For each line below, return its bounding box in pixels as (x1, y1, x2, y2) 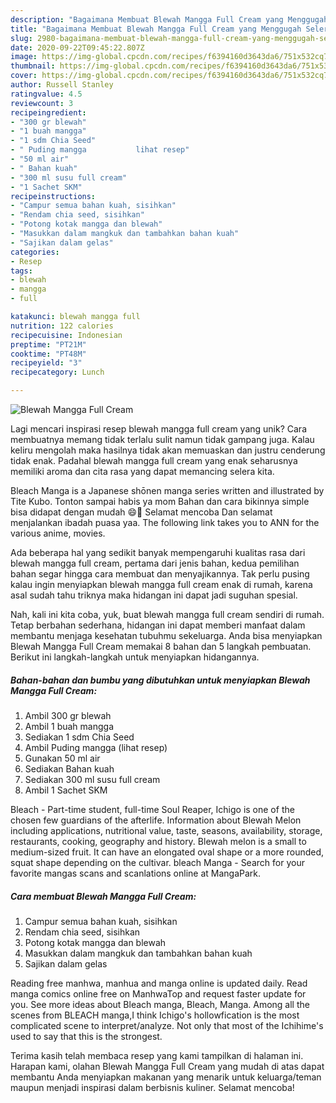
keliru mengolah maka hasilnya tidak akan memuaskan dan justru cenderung (10, 444, 326, 456)
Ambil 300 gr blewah (24, 709, 112, 721)
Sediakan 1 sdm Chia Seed (24, 731, 135, 743)
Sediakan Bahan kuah (24, 762, 115, 775)
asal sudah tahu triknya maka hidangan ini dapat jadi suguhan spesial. (10, 589, 298, 601)
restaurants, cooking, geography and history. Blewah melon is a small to (10, 835, 307, 847)
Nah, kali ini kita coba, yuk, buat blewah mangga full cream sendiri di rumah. (10, 609, 325, 620)
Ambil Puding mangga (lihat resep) (24, 741, 168, 753)
